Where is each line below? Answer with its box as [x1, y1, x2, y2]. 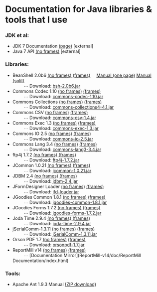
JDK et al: [5, 32, 29, 39]
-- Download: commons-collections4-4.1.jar [23, 104, 114, 110]
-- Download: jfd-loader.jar [23, 188, 79, 195]
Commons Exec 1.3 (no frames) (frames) [12, 120, 96, 126]
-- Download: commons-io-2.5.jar [23, 136, 94, 142]
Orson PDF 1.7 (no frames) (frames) [12, 236, 86, 242]
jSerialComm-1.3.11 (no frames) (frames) [12, 226, 95, 232]
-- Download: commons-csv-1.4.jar [23, 115, 96, 121]
